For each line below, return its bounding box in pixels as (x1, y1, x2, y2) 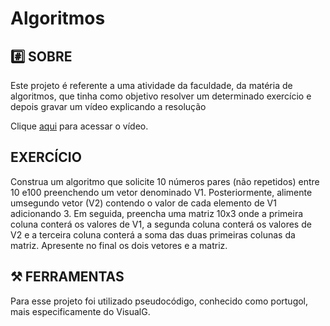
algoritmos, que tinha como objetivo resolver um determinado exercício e (10, 90, 312, 102)
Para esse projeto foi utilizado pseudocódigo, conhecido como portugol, (10, 295, 309, 307)
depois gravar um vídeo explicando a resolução (10, 101, 207, 112)
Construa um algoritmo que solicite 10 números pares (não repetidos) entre (10, 175, 320, 187)
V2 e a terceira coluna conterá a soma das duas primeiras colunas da (10, 228, 296, 241)
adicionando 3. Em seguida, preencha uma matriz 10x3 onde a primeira (10, 207, 304, 219)
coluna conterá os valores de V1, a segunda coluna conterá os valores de (10, 218, 312, 230)
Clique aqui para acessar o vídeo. (10, 120, 149, 132)
